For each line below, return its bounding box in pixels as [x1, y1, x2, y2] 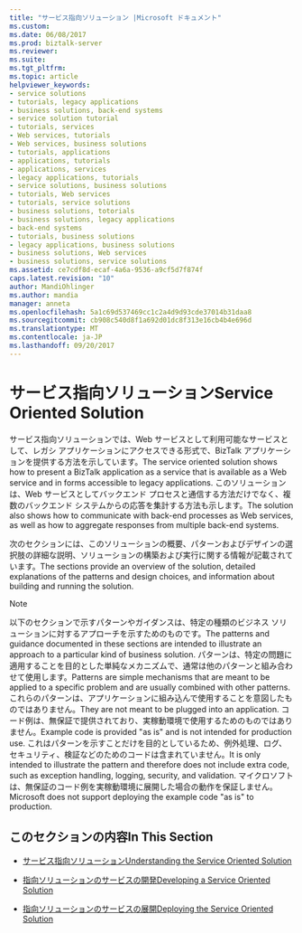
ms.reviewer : [9, 47, 59, 56]
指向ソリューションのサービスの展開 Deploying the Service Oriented [22, 903, 273, 914]
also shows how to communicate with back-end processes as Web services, [9, 510, 294, 521]
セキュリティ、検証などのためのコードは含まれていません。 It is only [9, 749, 261, 759]
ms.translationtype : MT [9, 325, 99, 334]
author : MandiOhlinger [9, 282, 95, 291]
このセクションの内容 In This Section [9, 829, 214, 845]
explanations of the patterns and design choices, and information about [9, 570, 275, 581]
